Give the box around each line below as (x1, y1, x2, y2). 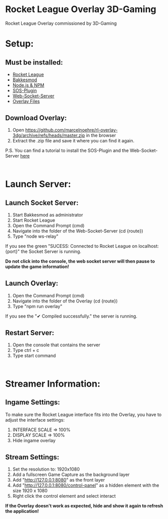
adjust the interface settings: (5, 417, 65, 423)
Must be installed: (5, 58, 63, 67)
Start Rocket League (12, 217, 55, 223)
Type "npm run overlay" (12, 303, 63, 309)
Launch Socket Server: (5, 198, 79, 207)
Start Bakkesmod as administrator (12, 212, 83, 218)
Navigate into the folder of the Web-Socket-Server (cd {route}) (12, 228, 143, 234)
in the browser (86, 132, 116, 138)
